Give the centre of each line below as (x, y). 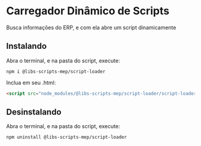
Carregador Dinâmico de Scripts (88, 11)
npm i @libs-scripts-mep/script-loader (56, 72)
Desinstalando (34, 112)
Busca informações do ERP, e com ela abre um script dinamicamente (91, 27)
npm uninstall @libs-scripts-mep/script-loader (67, 137)
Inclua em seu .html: (31, 82)
